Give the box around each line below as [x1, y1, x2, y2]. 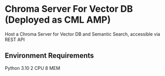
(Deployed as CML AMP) [5, 14, 111, 26]
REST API [5, 36, 25, 43]
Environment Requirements [5, 51, 94, 60]
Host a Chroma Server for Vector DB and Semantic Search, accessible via [5, 31, 160, 37]
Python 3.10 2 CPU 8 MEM [5, 65, 60, 71]
